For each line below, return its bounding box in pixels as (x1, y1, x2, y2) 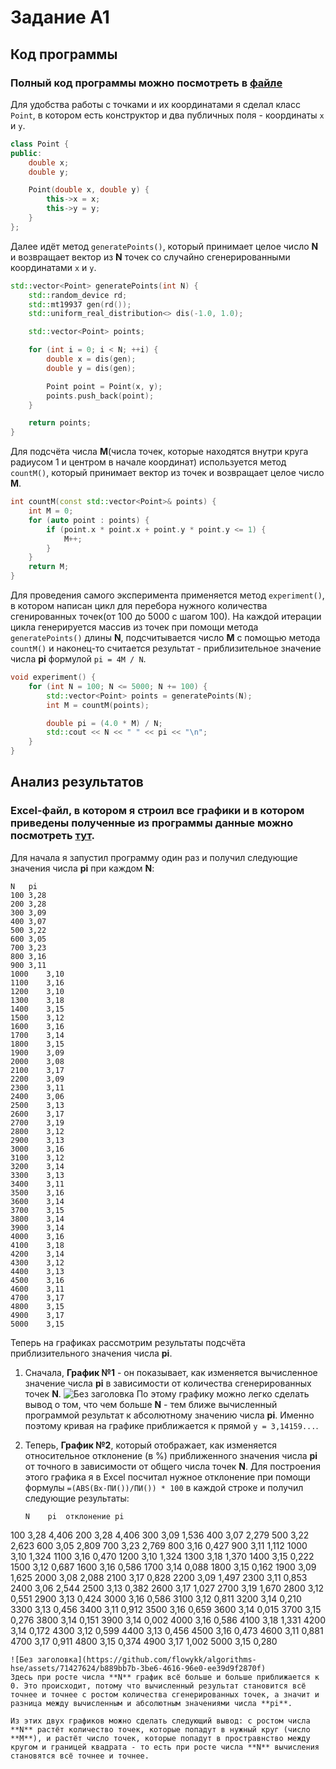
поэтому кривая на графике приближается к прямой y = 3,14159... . (24, 1419, 319, 1431)
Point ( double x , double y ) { (28, 185, 150, 195)
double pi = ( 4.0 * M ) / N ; (46, 718, 163, 728)
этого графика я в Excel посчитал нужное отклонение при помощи (24, 1471, 311, 1483)
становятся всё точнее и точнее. (10, 1751, 150, 1761)
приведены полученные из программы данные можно (10, 816, 294, 830)
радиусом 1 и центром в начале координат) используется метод (10, 456, 287, 468)
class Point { (10, 139, 70, 149)
